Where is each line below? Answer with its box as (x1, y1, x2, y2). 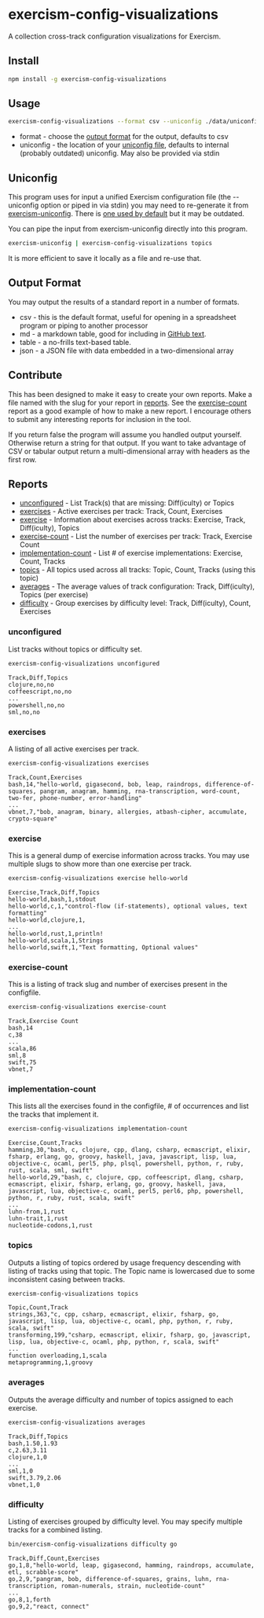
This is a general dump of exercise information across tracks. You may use (8, 851, 250, 860)
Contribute (8, 369, 63, 382)
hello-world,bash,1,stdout (8, 895, 97, 903)
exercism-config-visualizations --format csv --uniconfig (8, 118, 202, 126)
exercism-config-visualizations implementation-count (8, 1125, 189, 1133)
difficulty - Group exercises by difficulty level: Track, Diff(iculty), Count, (19, 599, 251, 608)
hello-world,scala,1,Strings (8, 937, 104, 945)
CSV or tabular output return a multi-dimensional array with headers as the (8, 446, 250, 456)
